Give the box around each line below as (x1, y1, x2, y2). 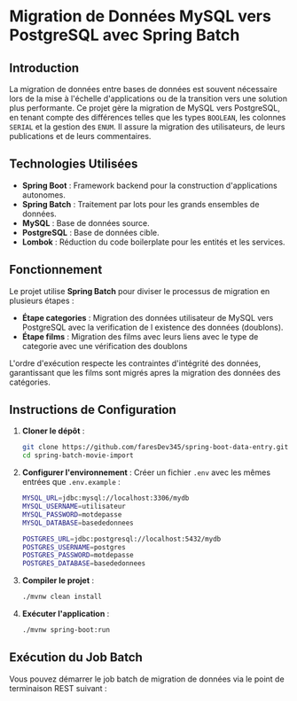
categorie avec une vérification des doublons (21, 340, 188, 351)
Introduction (9, 60, 80, 75)
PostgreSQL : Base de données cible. (21, 227, 160, 238)
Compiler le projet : (21, 575, 95, 586)
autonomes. (21, 189, 66, 200)
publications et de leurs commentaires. (9, 131, 152, 141)
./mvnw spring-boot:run (21, 626, 111, 635)
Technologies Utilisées (9, 157, 138, 172)
